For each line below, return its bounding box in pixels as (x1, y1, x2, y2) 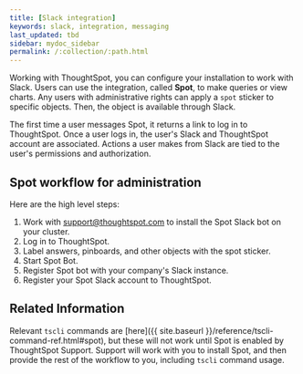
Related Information (9, 301, 125, 317)
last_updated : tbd (9, 30, 79, 39)
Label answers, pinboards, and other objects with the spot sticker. (22, 245, 271, 256)
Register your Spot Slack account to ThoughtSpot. (22, 275, 212, 286)
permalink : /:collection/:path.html (9, 47, 149, 57)
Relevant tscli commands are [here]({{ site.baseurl (9, 325, 204, 336)
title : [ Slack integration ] (9, 13, 117, 23)
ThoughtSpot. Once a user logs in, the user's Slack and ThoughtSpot (9, 129, 269, 140)
